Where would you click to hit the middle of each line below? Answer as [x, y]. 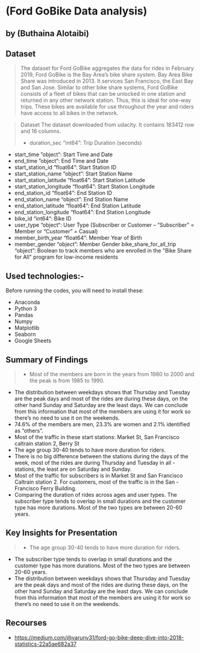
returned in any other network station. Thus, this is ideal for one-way [106, 100]
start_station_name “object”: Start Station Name [73, 174]
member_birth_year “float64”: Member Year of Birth [78, 238]
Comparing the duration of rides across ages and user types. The [95, 495]
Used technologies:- [45, 276]
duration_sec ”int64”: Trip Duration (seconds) [86, 143]
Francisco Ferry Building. [45, 488]
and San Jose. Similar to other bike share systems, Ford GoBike [99, 87]
